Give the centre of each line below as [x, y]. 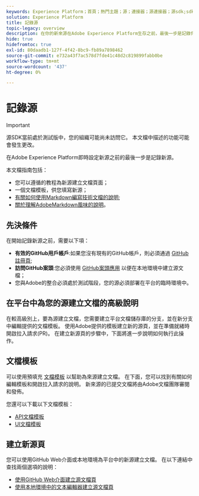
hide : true [20, 39]
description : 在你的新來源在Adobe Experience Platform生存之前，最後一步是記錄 [98, 34]
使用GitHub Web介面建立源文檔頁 [55, 479]
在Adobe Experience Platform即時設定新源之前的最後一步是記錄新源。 [92, 157]
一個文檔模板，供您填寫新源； [51, 190]
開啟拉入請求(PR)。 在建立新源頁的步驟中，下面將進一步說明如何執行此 [93, 333]
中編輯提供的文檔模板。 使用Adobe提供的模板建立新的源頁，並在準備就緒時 [98, 326]
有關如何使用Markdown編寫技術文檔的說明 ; [67, 197]
